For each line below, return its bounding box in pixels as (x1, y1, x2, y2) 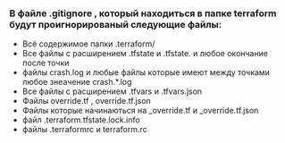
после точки (21, 57, 70, 69)
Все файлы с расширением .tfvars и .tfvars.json (21, 86, 203, 97)
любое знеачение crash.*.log (21, 77, 132, 88)
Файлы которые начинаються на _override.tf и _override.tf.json (21, 105, 259, 116)
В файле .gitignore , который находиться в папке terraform (9, 7, 277, 20)
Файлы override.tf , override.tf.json (21, 96, 152, 106)
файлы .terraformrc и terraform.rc (21, 124, 147, 135)
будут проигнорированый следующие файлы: (9, 18, 222, 30)
